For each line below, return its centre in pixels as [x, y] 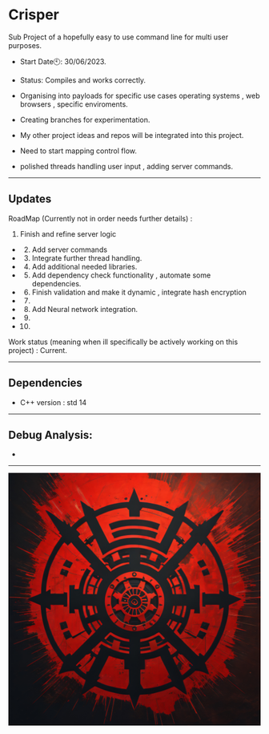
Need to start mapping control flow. [78, 151]
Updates [30, 199]
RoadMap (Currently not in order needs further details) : [100, 218]
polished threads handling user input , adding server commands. [126, 166]
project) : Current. [38, 350]
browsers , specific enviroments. [74, 104]
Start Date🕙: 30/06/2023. [63, 61]
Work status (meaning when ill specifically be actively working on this [123, 342]
